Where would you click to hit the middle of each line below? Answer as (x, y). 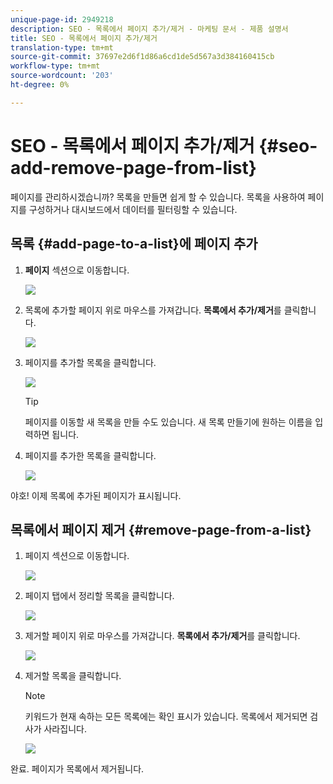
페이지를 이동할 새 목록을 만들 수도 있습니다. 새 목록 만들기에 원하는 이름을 (168, 422)
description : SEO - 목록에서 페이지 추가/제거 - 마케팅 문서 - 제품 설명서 (149, 29)
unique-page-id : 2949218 (62, 19)
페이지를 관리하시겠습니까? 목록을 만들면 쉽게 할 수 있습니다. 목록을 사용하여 (158, 197)
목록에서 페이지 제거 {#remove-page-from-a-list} (161, 529)
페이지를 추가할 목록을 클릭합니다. (90, 362)
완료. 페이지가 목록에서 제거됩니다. (77, 769)
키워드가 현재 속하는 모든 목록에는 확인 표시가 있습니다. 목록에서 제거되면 (166, 717)
